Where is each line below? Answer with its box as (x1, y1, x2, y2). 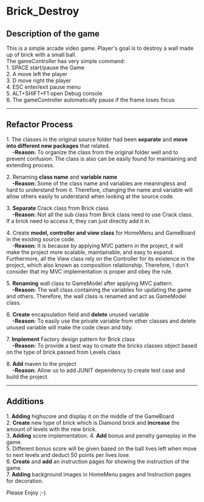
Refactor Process (6, 120, 73, 130)
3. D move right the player (6, 77, 72, 84)
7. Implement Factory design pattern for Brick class (6, 335, 135, 343)
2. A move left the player (6, 70, 68, 77)
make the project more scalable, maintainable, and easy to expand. (6, 248, 174, 256)
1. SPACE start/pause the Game (6, 64, 85, 71)
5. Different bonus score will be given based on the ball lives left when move (6, 445, 197, 452)
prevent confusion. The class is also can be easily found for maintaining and (6, 155, 197, 162)
